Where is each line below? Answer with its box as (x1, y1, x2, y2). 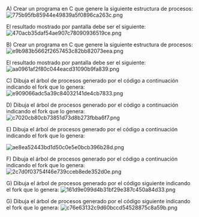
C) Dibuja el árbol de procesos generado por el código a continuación (6, 77, 179, 84)
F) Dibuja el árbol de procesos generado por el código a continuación (6, 155, 178, 162)
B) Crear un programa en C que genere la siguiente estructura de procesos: (6, 41, 193, 48)
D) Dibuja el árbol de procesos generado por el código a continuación (6, 101, 179, 108)
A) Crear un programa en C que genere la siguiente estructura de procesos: (6, 5, 194, 12)
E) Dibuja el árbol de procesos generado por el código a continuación (6, 126, 178, 132)
